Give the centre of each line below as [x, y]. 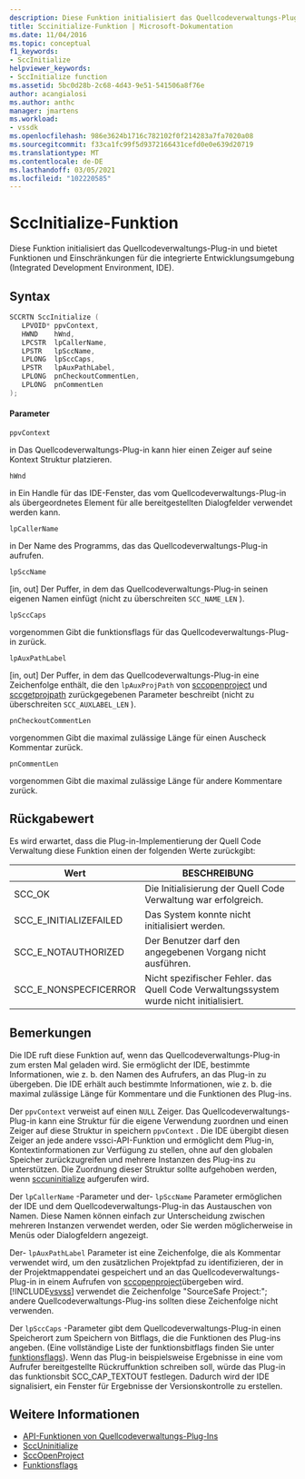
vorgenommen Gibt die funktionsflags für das [94, 631]
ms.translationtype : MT [54, 153]
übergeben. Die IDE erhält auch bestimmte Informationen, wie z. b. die [141, 1084]
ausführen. [168, 963]
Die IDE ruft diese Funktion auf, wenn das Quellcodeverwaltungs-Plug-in [145, 1055]
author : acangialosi [49, 94]
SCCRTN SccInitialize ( [54, 317]
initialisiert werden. [185, 926]
